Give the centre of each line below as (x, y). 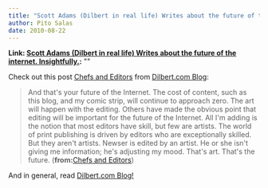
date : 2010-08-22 (37, 30)
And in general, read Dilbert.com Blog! (71, 175)
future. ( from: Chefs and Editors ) (81, 160)
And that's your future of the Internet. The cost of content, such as (137, 92)
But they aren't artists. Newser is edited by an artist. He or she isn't (138, 143)
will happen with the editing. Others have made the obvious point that (142, 109)
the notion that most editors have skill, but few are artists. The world (140, 126)
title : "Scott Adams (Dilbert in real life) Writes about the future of (132, 16)
